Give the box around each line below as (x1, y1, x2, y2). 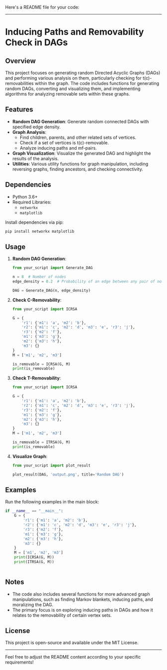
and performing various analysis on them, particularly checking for (5, 75, 142, 81)
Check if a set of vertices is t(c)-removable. (19, 139, 109, 146)
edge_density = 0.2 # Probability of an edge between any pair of (12, 279, 156, 284)
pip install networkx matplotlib (5, 229, 75, 234)
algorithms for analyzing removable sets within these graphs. (5, 91, 130, 96)
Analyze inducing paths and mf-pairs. (19, 145, 97, 151)
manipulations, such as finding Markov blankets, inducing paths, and (12, 596, 153, 602)
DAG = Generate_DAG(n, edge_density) (12, 288, 91, 293)
